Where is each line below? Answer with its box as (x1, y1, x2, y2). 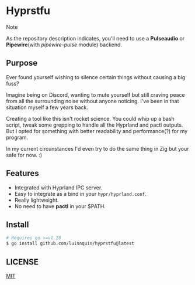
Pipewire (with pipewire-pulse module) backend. (6, 41, 123, 48)
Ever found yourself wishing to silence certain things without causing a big (6, 73, 186, 80)
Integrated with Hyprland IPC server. (14, 184, 103, 191)
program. (6, 134, 29, 141)
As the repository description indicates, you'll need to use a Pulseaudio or (6, 35, 185, 42)
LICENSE (6, 257, 39, 267)
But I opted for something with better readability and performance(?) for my (6, 127, 188, 134)
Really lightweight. (14, 196, 60, 203)
